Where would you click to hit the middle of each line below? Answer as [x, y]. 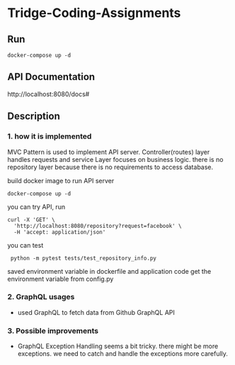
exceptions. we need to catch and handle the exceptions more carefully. [123, 354]
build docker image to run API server [61, 180]
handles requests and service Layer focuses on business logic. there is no [115, 159]
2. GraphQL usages [41, 297]
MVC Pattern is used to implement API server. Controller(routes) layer [109, 152]
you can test [25, 245]
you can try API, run [36, 207]
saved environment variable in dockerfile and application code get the [109, 271]
